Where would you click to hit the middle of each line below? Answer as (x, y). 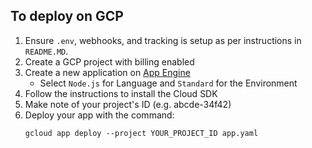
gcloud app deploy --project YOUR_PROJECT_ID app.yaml (141, 133)
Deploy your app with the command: (99, 115)
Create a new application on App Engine (107, 72)
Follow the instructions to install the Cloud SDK (121, 93)
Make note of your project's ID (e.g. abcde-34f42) (128, 104)
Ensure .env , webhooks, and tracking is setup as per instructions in (163, 40)
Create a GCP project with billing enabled (109, 61)
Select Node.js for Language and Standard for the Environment (168, 83)
